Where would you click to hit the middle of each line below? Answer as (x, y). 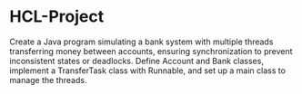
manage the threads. (48, 80)
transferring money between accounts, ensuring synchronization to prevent (151, 51)
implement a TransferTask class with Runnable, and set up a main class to (148, 70)
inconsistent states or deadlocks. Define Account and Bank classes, (136, 61)
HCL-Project (57, 17)
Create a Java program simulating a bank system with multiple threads (141, 42)
